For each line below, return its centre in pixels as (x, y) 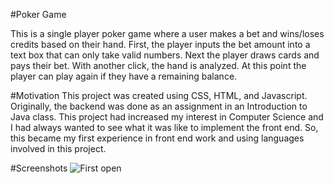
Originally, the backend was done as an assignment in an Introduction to (159, 106)
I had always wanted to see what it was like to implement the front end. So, (164, 127)
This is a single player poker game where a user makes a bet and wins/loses (167, 33)
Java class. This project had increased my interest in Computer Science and (167, 117)
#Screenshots (39, 168)
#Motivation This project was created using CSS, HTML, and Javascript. (159, 95)
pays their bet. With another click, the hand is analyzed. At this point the (158, 65)
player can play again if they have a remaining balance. (124, 76)
